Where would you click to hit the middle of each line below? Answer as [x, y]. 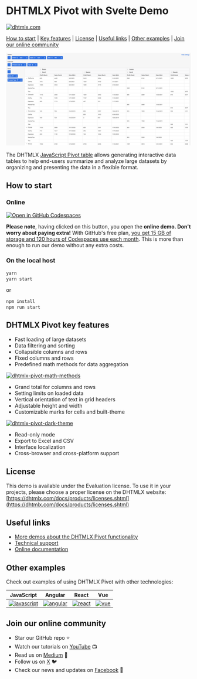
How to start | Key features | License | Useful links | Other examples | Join [95, 38]
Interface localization [40, 447]
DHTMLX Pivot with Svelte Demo [87, 11]
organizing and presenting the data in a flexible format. [72, 167]
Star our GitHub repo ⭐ [42, 638]
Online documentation [41, 550]
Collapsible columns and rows [51, 352]
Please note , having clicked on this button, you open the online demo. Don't [98, 226]
